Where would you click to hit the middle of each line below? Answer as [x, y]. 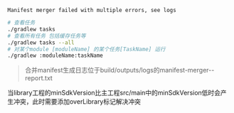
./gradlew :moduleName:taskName [55, 56]
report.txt [39, 78]
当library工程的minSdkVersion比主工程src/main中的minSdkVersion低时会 [114, 93]
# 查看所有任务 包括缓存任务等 [47, 36]
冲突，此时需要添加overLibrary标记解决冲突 [77, 102]
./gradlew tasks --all [41, 43]
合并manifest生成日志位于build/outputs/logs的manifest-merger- [118, 70]
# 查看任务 [21, 23]
